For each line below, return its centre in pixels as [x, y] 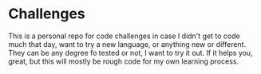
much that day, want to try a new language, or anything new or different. [127, 44]
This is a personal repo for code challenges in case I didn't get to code [125, 36]
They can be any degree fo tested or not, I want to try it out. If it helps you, [130, 53]
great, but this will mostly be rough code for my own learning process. [124, 61]
